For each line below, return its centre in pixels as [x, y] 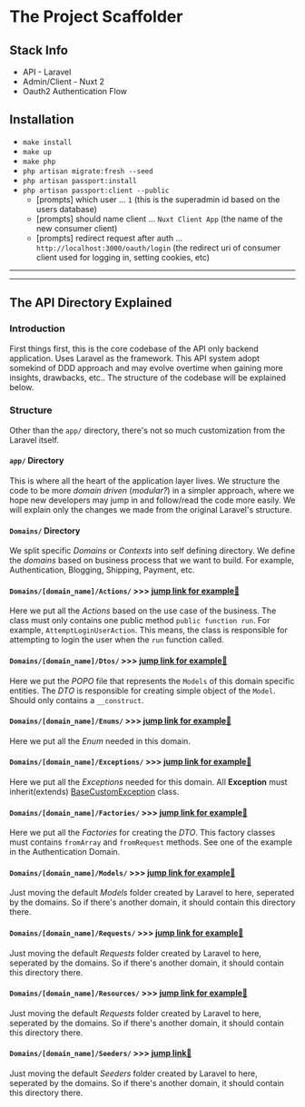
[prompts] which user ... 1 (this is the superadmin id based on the [158, 199]
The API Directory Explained [91, 303]
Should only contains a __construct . [77, 700]
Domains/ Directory [45, 530]
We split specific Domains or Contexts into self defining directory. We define [152, 551]
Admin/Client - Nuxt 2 [64, 82]
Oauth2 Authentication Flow [74, 91]
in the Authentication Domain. [65, 852]
